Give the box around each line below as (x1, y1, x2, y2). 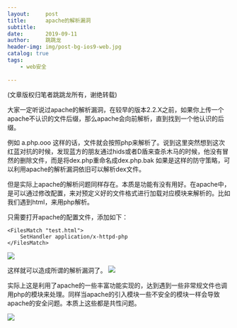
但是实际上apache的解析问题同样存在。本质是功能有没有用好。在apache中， (7, 180, 231, 188)
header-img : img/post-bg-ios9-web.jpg (7, 43, 122, 50)
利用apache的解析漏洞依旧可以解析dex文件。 (13, 165, 145, 173)
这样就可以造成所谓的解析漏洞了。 (7, 266, 107, 274)
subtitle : (7, 23, 37, 31)
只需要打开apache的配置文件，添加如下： (7, 212, 129, 221)
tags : (7, 57, 23, 64)
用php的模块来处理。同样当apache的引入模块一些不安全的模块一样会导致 (7, 290, 221, 298)
